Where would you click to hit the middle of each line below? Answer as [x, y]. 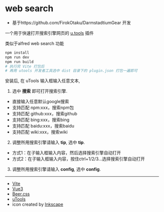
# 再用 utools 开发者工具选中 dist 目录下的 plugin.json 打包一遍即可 [71, 71]
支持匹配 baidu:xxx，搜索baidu [43, 126]
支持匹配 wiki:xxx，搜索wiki [40, 132]
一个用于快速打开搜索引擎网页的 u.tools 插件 [50, 33]
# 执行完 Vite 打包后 [25, 66]
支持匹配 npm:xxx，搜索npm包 [43, 107]
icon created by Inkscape [38, 204]
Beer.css [21, 194]
